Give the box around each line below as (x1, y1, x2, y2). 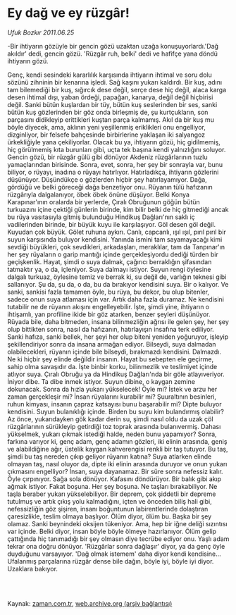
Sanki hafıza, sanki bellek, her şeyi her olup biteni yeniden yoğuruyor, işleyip (7, 333, 229, 341)
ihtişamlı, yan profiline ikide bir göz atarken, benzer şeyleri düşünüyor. (7, 310, 211, 318)
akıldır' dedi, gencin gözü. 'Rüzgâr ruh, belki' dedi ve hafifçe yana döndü (7, 49, 218, 58)
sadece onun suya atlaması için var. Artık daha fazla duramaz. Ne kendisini (7, 294, 224, 304)
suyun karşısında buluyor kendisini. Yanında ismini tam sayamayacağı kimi (7, 235, 223, 244)
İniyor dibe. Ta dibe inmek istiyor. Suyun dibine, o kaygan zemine (7, 377, 196, 385)
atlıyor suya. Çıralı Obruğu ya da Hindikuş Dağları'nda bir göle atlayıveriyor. (7, 370, 225, 378)
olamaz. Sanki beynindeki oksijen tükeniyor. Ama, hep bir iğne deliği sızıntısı (7, 519, 228, 528)
